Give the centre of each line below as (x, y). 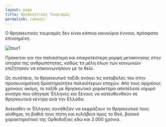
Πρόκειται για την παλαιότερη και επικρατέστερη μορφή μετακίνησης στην (83, 58)
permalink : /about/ (25, 19)
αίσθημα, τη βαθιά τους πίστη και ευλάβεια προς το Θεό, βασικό (72, 114)
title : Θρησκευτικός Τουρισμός (38, 14)
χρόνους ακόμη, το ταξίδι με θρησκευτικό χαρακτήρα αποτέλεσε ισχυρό (80, 89)
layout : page (19, 10)
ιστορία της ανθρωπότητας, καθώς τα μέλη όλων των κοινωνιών (73, 63)
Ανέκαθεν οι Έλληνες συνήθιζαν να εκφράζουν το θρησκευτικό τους (77, 109)
